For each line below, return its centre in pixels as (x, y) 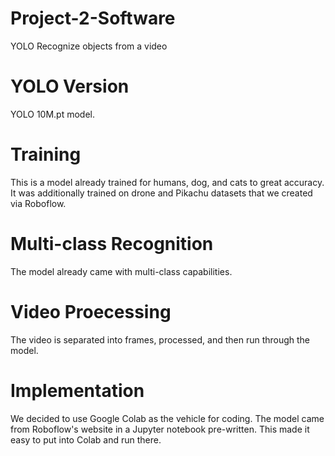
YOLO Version (70, 86)
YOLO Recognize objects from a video (89, 46)
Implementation (77, 390)
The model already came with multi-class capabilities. (121, 271)
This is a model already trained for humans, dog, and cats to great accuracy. (167, 182)
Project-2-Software (93, 18)
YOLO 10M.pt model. (53, 114)
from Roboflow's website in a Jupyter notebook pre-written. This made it (160, 429)
